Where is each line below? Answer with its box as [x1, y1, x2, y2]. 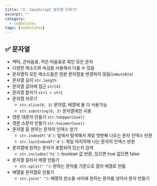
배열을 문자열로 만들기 [12, 169, 55, 175]
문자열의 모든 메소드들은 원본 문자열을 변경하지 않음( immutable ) [12, 71, 134, 77]
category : [5, 16, 25, 21]
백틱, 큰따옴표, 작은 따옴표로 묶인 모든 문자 [12, 58, 93, 64]
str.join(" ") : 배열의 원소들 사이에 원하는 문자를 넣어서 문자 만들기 [19, 175, 150, 181]
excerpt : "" [5, 12, 29, 17]
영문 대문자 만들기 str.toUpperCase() [12, 114, 85, 120]
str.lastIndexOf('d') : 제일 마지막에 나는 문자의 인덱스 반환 [19, 138, 135, 144]
